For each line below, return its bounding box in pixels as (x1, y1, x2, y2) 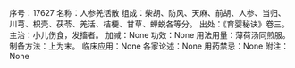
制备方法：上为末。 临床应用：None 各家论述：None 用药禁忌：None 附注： (9, 41, 289, 51)
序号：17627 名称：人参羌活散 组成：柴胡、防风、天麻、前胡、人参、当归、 (9, 8, 286, 18)
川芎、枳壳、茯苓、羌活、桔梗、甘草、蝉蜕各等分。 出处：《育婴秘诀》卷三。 (9, 19, 290, 29)
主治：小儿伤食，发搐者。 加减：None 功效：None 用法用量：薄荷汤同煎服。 (9, 30, 291, 40)
